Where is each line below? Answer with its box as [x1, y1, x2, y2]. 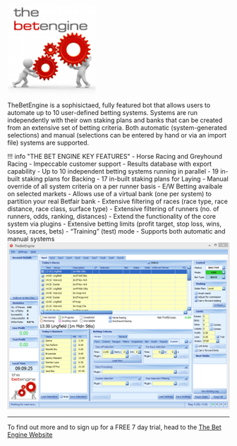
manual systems [7, 235, 55, 243]
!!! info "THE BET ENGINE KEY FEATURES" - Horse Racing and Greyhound [7, 152, 223, 160]
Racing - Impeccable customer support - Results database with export [7, 159, 212, 168]
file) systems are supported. [7, 138, 90, 147]
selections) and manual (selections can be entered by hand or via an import [7, 131, 227, 139]
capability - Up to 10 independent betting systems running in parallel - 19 [7, 167, 219, 175]
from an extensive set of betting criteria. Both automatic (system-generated [7, 123, 227, 132]
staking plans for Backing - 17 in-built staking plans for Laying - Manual [21, 175, 229, 183]
